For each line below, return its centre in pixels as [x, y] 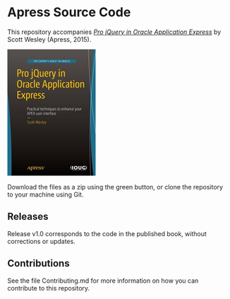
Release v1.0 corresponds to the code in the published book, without [107, 233]
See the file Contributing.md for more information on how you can [103, 281]
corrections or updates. [41, 241]
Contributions [38, 263]
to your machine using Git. [46, 194]
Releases [28, 217]
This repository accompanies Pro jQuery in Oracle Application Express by [114, 32]
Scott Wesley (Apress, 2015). [49, 39]
